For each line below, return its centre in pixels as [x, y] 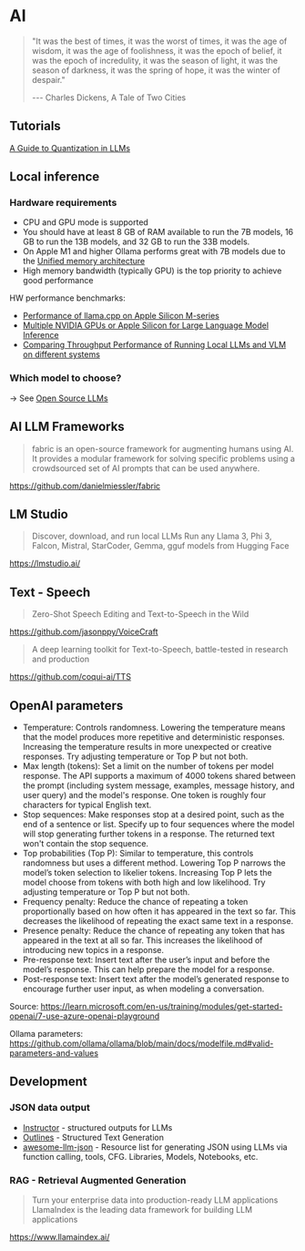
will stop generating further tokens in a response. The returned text [148, 834]
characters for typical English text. [87, 805]
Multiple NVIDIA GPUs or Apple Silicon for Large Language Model [146, 325]
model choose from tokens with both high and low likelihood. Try [144, 882]
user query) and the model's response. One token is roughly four [144, 795]
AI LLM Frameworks [67, 427]
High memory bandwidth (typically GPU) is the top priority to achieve [152, 271]
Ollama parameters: [46, 1033]
